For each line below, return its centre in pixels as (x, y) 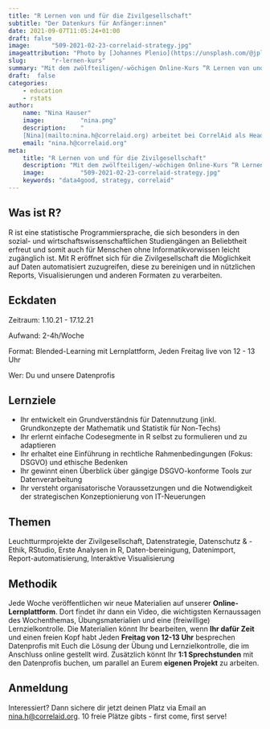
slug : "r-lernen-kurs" (57, 61)
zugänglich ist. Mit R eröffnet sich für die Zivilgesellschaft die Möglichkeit (130, 257)
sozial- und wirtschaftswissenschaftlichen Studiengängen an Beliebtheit (128, 241)
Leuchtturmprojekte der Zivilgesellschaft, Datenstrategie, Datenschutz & (128, 542)
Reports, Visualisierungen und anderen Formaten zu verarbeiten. (115, 275)
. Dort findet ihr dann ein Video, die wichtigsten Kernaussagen (158, 612)
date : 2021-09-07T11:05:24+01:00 (64, 31)
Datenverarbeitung (51, 480)
